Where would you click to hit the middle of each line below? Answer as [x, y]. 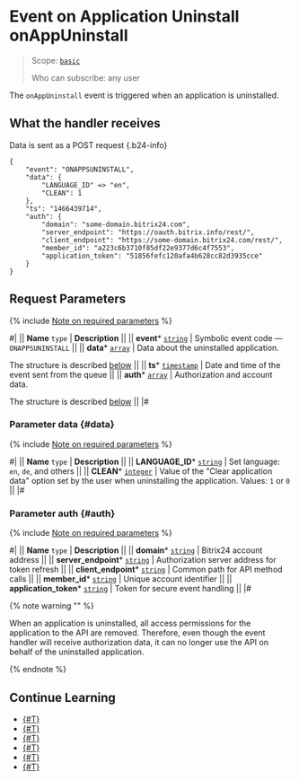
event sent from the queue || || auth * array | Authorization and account [141, 374]
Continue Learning [63, 697]
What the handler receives [85, 123]
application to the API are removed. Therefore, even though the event [137, 633]
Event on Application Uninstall [124, 17]
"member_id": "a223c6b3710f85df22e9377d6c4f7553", [138, 248]
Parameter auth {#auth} [62, 513]
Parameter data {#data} [62, 425]
